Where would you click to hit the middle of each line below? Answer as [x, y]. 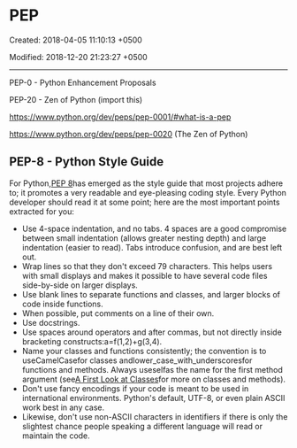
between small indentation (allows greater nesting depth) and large [144, 238]
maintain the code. [56, 436]
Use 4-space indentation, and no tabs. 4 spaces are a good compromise [154, 228]
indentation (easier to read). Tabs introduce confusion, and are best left [152, 247]
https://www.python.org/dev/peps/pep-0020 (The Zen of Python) [129, 134]
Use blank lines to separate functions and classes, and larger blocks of [151, 294]
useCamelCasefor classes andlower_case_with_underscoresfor [137, 360]
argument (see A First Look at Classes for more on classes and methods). [153, 379]
